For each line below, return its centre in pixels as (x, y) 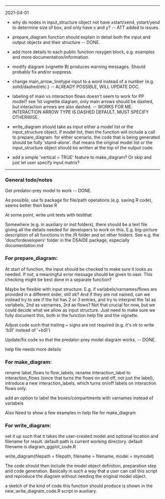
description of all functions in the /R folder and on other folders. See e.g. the (82, 235)
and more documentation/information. (51, 57)
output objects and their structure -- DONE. (56, 42)
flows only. (16, 388)
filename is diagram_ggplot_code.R (41, 447)
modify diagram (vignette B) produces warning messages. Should (79, 67)
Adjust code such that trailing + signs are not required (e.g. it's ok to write (80, 325)
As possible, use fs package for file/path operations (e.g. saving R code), (79, 200)
